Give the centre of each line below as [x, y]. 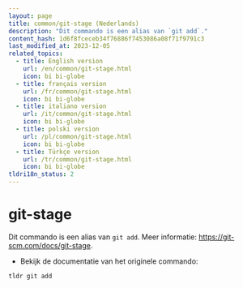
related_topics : [36, 54]
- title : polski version [58, 129]
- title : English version [60, 62]
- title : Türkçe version [58, 152]
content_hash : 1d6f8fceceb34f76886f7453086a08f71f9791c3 [107, 39]
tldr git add [30, 276]
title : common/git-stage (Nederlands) [74, 24]
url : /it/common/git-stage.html [77, 114]
